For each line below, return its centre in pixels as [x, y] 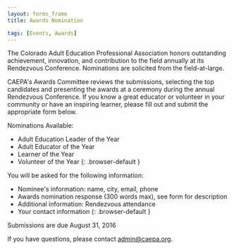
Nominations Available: [41, 126]
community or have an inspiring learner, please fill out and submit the [108, 105]
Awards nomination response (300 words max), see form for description [122, 197]
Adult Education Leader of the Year [68, 139]
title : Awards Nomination [45, 20]
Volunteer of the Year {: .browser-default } [79, 162]
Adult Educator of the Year [56, 147]
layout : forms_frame [38, 14]
